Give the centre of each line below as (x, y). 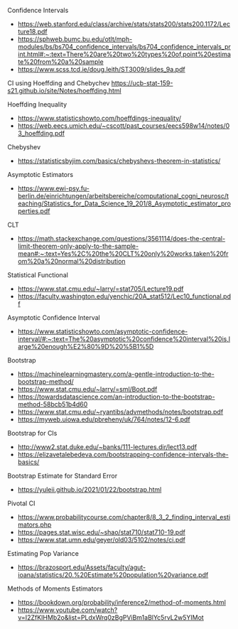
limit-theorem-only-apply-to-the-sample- (78, 246)
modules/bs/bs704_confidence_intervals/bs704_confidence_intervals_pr (124, 47)
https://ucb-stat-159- (142, 83)
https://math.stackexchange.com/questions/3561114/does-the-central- (121, 238)
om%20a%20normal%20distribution (71, 261)
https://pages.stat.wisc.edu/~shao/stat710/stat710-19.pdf (102, 532)
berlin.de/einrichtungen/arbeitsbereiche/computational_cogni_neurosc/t (123, 196)
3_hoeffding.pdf (41, 133)
